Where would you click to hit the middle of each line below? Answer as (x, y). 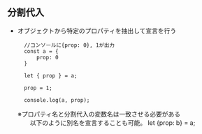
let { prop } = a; (51, 75)
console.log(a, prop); (57, 100)
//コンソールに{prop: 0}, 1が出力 (70, 45)
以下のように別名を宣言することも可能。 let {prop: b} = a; (113, 122)
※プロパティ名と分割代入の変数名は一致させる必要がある (99, 114)
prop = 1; (38, 88)
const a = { (41, 51)
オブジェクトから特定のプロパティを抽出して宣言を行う (97, 31)
